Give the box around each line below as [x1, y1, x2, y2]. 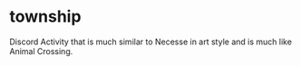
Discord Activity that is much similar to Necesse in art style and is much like [9, 36, 293, 47]
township [9, 6, 82, 27]
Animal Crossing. [9, 45, 73, 56]
